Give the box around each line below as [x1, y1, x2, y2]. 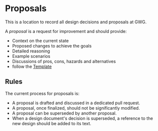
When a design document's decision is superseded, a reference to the [12, 115, 153, 121]
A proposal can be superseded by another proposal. [12, 110, 117, 116]
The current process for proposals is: [5, 90, 80, 96]
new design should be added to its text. [12, 120, 91, 126]
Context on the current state [12, 37, 69, 44]
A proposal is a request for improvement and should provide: [5, 28, 127, 34]
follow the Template [12, 64, 52, 69]
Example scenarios [12, 53, 51, 59]
